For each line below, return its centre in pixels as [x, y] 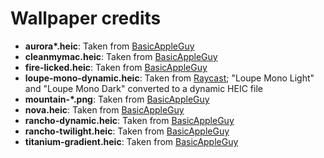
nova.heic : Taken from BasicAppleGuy [104, 109]
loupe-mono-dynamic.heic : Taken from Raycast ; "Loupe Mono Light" [169, 78]
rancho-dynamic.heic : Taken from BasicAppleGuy [129, 120]
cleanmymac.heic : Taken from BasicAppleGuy [121, 56]
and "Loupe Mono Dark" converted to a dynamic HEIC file [143, 88]
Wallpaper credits [86, 18]
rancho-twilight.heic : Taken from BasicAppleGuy [127, 131]
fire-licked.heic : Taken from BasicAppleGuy [116, 67]
